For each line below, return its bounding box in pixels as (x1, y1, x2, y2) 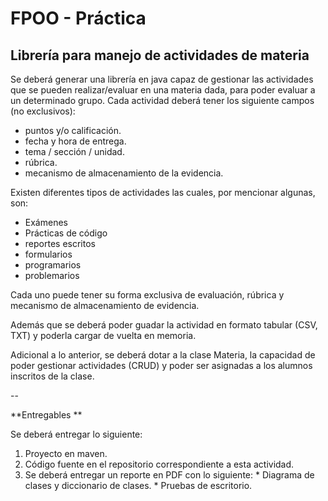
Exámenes (24, 217, 68, 228)
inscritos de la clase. (10, 370, 95, 382)
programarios (24, 259, 82, 271)
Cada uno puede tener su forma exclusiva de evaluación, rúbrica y (10, 289, 285, 301)
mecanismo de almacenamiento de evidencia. (10, 300, 200, 311)
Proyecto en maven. (24, 448, 108, 459)
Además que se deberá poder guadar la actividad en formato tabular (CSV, (10, 319, 318, 331)
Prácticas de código (24, 227, 108, 239)
